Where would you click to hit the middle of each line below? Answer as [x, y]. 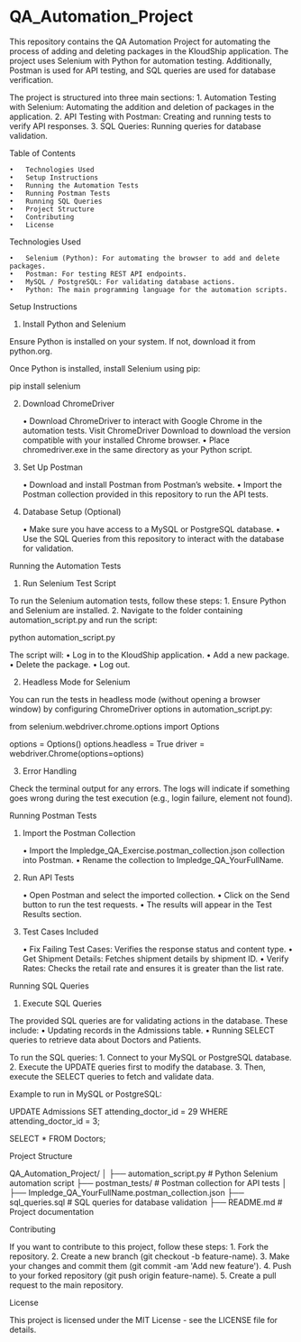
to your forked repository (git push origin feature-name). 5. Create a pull [143, 1275]
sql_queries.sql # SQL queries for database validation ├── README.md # [146, 1202]
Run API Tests [48, 878]
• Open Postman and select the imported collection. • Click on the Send [156, 895]
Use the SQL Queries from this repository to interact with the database [153, 538]
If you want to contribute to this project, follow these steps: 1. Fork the [139, 1246]
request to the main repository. [67, 1285]
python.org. [31, 351]
